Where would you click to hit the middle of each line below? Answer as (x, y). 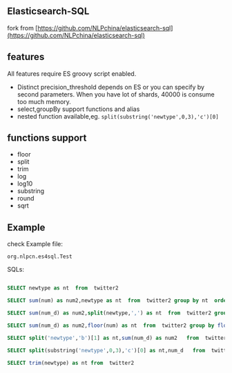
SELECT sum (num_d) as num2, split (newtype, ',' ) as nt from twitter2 (109, 313)
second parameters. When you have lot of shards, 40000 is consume (116, 94)
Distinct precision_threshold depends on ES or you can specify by (111, 87)
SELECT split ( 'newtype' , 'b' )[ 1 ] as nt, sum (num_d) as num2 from (103, 338)
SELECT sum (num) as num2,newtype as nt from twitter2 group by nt (108, 301)
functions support (47, 138)
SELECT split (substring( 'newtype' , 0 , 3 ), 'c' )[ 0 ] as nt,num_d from (106, 350)
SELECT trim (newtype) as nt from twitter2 (71, 363)
